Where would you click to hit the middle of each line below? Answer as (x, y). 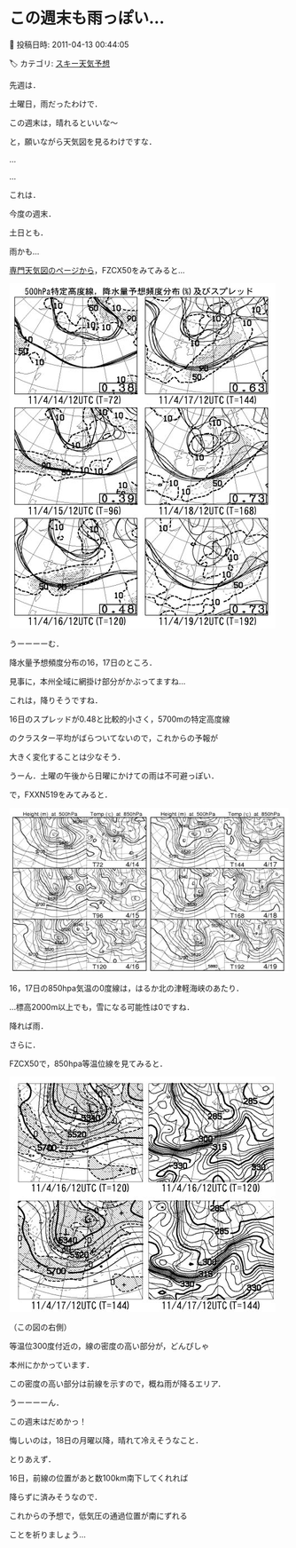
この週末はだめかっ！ (48, 1422)
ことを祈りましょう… (48, 1535)
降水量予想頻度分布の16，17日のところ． (83, 662)
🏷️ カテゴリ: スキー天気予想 (60, 63)
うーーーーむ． (36, 644)
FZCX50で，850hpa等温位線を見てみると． (89, 1064)
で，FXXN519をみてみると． (61, 794)
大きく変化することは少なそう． (67, 756)
